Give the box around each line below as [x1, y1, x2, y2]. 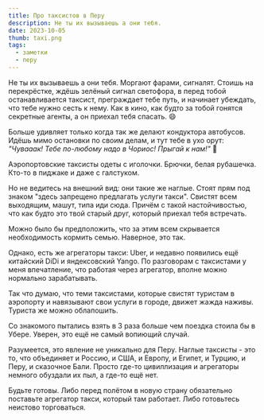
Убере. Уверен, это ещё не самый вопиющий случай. [8, 329, 190, 339]
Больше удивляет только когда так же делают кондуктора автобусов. [8, 126, 246, 136]
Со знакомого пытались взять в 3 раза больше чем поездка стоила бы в [8, 321, 256, 330]
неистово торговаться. [8, 402, 86, 412]
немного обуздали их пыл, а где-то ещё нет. [8, 370, 159, 379]
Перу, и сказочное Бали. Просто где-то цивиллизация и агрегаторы [8, 361, 239, 371]
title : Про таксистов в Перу [8, 11, 105, 20]
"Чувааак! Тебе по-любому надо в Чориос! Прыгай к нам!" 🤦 [8, 144, 217, 154]
